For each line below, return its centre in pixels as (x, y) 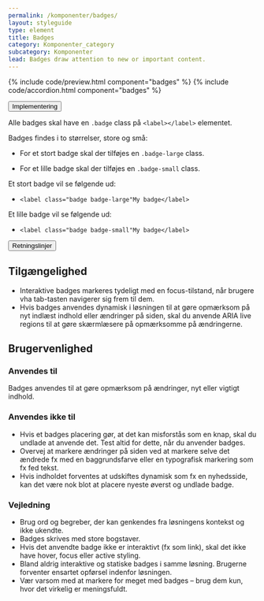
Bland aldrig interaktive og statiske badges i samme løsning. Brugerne (133, 563)
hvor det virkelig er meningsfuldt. (73, 588)
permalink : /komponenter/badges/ (63, 15)
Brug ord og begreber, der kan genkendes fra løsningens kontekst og (132, 521)
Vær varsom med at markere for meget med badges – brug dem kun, (131, 581)
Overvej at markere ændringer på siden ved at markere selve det (125, 451)
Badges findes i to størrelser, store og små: (78, 138)
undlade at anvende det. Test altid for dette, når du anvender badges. (132, 443)
